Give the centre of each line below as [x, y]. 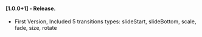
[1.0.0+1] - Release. [31, 8]
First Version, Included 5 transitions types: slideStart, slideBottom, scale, [105, 21]
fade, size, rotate [36, 28]
